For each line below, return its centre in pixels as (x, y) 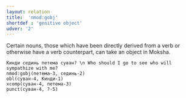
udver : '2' (20, 29)
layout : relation (28, 12)
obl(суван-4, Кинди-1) (35, 79)
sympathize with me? (32, 69)
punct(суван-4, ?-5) (32, 90)
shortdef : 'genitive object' (45, 23)
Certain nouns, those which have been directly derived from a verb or (93, 46)
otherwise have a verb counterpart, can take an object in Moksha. (88, 52)
